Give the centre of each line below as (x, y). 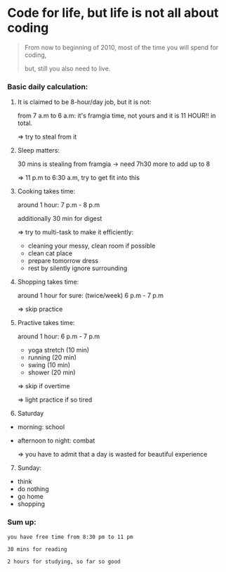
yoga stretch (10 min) (59, 350)
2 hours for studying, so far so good (64, 561)
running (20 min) (52, 357)
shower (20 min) (52, 373)
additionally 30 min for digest (60, 219)
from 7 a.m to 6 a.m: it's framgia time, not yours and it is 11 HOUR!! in (117, 116)
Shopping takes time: (48, 282)
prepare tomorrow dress (63, 261)
